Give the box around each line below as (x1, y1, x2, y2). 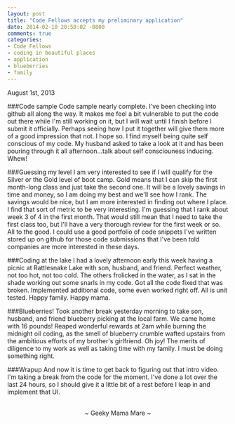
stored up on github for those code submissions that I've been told (7, 234, 200, 243)
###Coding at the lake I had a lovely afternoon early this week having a (7, 256, 213, 264)
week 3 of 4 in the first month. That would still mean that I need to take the (7, 212, 223, 221)
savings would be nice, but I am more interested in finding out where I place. (7, 197, 228, 206)
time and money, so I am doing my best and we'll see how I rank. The (7, 190, 207, 199)
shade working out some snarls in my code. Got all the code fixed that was (7, 278, 223, 286)
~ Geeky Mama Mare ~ (84, 409, 152, 417)
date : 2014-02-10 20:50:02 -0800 (7, 23, 105, 30)
